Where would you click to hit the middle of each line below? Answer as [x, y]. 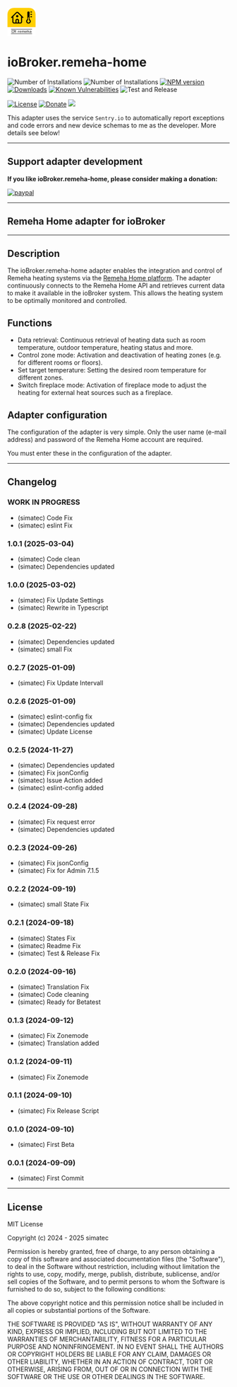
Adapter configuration [57, 415]
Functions [30, 323]
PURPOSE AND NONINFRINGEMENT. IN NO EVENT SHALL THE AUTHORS [116, 1347]
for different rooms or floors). [60, 363]
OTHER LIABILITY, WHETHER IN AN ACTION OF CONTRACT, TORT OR [110, 1362]
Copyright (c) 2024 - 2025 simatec [58, 1238]
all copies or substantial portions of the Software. [79, 1311]
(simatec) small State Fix [53, 904]
